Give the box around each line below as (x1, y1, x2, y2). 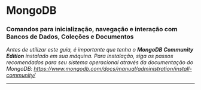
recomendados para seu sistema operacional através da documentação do (6, 59, 193, 66)
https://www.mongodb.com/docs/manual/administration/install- (33, 65, 193, 73)
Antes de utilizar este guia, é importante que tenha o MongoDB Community (6, 46, 194, 53)
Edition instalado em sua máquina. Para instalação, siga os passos (6, 52, 173, 60)
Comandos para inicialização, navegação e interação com (6, 25, 178, 34)
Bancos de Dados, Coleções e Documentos (6, 32, 134, 41)
